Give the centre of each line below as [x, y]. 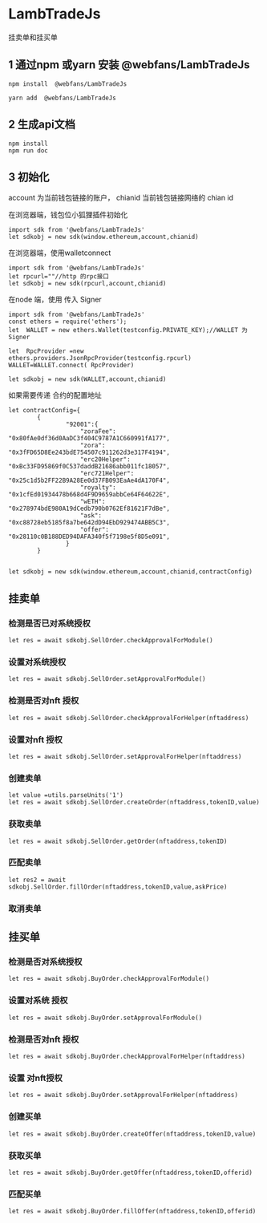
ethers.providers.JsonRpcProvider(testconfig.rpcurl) [100, 358]
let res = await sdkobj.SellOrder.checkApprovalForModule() [111, 641]
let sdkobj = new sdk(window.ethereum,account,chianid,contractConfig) [130, 572]
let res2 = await [37, 880]
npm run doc [28, 150]
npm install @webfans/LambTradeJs [68, 84]
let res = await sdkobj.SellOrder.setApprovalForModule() [107, 679]
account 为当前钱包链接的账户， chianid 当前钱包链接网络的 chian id [121, 198]
